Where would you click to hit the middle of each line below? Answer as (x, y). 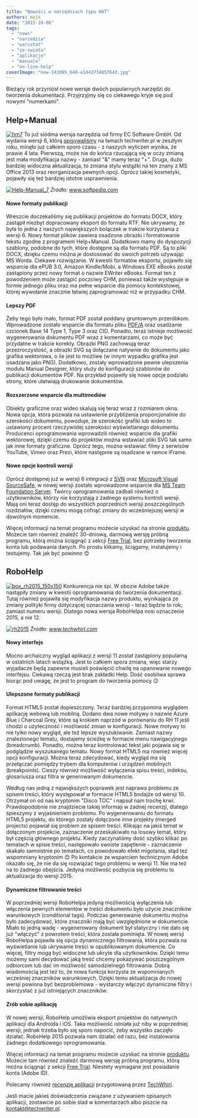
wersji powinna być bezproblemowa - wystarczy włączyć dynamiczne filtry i (99, 984)
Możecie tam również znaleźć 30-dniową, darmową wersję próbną (87, 534)
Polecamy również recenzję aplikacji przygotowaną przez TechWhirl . (90, 1084)
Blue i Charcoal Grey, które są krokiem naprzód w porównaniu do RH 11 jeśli (98, 720)
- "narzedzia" (29, 39)
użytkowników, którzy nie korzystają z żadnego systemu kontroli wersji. (93, 497)
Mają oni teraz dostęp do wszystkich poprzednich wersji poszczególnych (95, 504)
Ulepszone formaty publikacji (43, 694)
